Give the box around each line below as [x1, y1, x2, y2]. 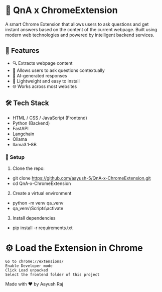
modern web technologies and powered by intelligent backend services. [5, 32, 154, 38]
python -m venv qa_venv [12, 200, 64, 206]
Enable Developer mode [5, 263, 53, 268]
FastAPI [12, 125, 29, 131]
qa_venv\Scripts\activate [12, 205, 64, 211]
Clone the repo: [12, 165, 45, 171]
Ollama [12, 136, 28, 142]
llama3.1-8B [12, 141, 37, 147]
